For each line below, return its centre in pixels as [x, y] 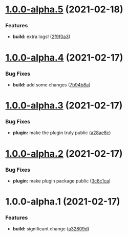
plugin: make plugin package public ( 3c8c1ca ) [62, 180]
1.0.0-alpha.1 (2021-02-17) [63, 202]
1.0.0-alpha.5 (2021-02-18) [64, 10]
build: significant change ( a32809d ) [51, 229]
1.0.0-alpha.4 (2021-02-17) [64, 57]
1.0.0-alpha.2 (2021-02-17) [64, 153]
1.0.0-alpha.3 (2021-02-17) [64, 106]
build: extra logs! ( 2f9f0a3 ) [41, 37]
